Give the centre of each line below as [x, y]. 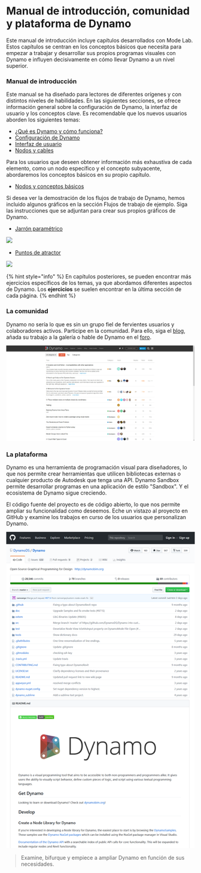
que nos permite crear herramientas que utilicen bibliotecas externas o [94, 474]
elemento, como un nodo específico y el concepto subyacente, [84, 168]
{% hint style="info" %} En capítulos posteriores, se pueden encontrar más [99, 277]
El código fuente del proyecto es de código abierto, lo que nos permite [93, 505]
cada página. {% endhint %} [41, 296]
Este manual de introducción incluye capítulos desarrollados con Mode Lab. [100, 40]
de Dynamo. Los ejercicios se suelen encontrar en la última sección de [94, 289]
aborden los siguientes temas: [43, 120]
